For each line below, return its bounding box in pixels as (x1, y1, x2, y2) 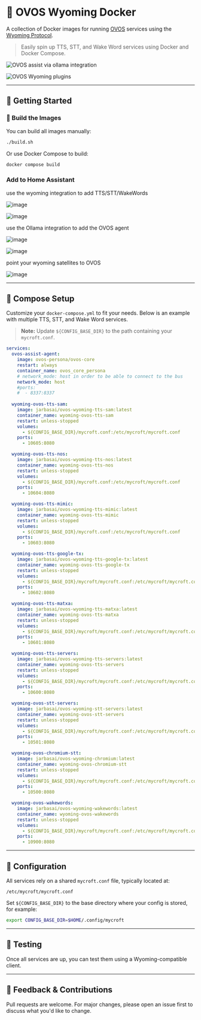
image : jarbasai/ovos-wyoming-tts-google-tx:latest (17, 556, 148, 562)
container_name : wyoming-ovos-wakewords (17, 811, 119, 817)
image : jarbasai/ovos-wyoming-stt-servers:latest (17, 706, 144, 712)
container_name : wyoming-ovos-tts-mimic (17, 512, 119, 518)
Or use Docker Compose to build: (6, 150, 89, 157)
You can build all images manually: (6, 127, 92, 134)
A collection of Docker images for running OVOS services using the (6, 25, 172, 32)
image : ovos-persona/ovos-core (17, 357, 95, 363)
